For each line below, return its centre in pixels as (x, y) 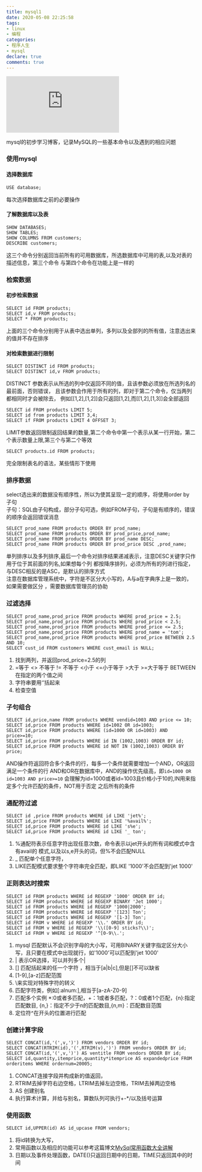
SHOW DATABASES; (26, 227)
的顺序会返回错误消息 (32, 517)
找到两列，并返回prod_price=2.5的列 (60, 660)
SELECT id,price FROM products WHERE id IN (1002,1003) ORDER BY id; (95, 741)
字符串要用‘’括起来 (38, 682)
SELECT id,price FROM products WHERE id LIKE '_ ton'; (76, 832)
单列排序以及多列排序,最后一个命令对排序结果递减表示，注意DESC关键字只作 (101, 556)
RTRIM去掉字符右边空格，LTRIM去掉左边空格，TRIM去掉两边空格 (95, 1083)
